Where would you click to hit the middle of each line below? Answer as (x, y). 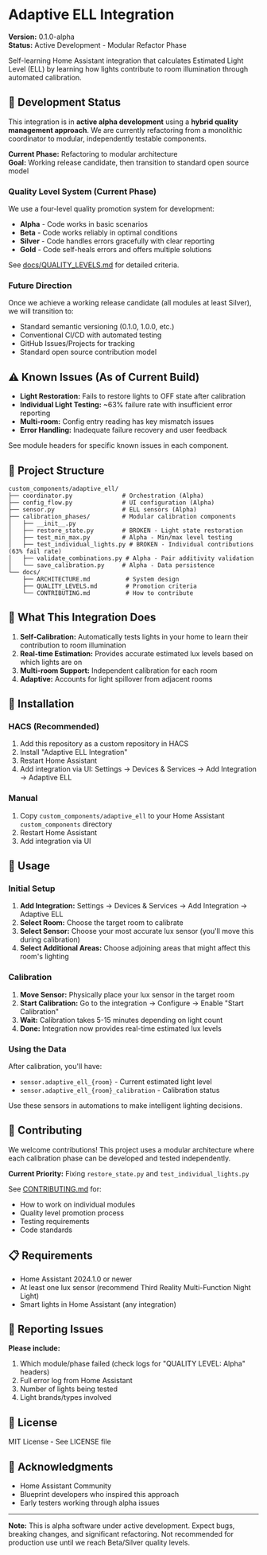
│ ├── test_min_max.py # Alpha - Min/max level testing (120, 537)
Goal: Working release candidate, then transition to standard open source (129, 162)
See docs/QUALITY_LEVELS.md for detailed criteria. (94, 265)
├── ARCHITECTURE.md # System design (101, 579)
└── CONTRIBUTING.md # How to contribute (108, 593)
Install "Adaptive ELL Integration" (74, 752)
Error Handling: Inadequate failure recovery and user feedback (123, 430)
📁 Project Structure (56, 470)
